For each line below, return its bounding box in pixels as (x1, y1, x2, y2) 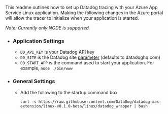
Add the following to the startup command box (20, 89, 118, 95)
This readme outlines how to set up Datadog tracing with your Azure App (5, 5, 158, 10)
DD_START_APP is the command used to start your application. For (20, 60, 154, 66)
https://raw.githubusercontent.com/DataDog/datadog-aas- (38, 99, 161, 104)
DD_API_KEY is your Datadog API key (20, 49, 95, 55)
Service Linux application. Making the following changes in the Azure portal (5, 10, 163, 16)
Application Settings (12, 37, 64, 45)
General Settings (12, 78, 55, 85)
